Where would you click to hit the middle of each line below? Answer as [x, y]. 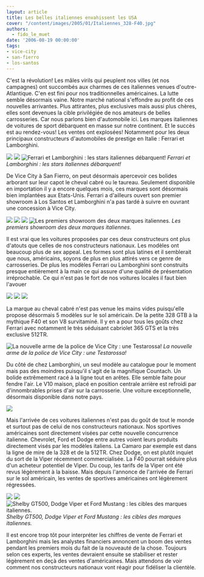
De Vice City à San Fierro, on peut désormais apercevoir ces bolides [92, 176]
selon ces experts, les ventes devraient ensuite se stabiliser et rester [92, 554]
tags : [13, 46]
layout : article [27, 12]
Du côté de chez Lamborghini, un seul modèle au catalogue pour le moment [101, 364]
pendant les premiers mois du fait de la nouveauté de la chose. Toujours [97, 548]
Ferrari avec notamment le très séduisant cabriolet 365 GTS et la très [93, 328]
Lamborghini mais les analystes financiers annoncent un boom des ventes [99, 541]
